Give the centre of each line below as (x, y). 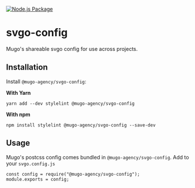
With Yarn (18, 93)
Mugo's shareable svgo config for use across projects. (72, 49)
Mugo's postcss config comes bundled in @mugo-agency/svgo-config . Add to (97, 157)
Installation (27, 67)
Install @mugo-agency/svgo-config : (46, 81)
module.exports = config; (37, 179)
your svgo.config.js (31, 163)
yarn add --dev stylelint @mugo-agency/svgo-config (70, 103)
